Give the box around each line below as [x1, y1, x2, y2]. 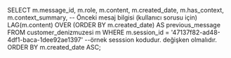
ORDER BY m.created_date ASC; [7, 43, 101, 51]
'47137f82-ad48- [171, 28, 220, 36]
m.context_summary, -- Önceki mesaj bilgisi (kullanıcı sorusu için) [7, 13, 198, 22]
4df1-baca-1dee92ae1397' [7, 36, 84, 44]
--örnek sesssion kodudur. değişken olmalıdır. [84, 36, 218, 44]
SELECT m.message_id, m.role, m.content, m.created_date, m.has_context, [7, 6, 225, 14]
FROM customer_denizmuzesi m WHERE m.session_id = [7, 28, 170, 36]
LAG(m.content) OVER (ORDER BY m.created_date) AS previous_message [7, 21, 221, 29]
